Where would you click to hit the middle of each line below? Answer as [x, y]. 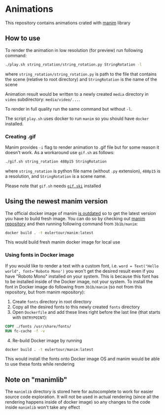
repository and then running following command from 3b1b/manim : [71, 224]
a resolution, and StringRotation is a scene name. [56, 176]
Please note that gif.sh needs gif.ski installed [53, 186]
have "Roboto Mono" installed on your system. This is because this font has [82, 276]
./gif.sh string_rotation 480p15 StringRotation [56, 162]
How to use [23, 38]
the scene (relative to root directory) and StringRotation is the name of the [81, 79]
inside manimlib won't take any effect [43, 407]
